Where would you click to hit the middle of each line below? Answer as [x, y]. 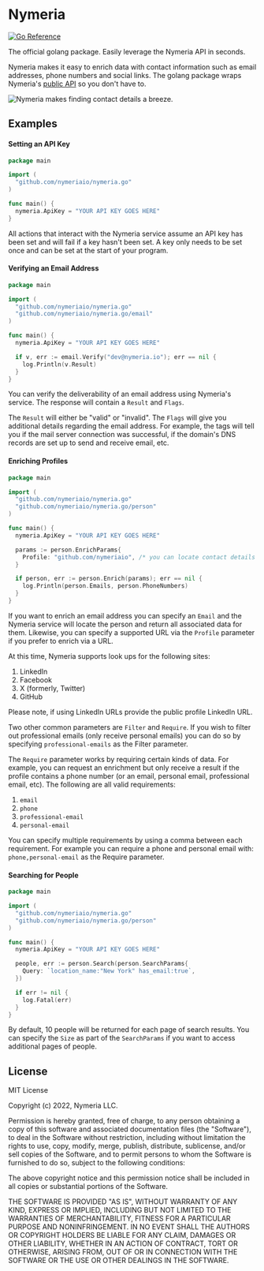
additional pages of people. [52, 1046]
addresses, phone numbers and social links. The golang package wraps [125, 75]
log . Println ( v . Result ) [59, 364]
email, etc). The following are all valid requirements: [92, 784]
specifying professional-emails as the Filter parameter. [99, 744]
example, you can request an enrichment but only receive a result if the [124, 768]
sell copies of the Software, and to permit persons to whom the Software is [130, 1154]
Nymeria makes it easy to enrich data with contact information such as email [132, 67]
